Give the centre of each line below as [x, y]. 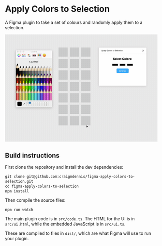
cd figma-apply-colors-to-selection [42, 186]
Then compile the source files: [35, 200]
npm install [17, 191]
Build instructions [32, 155]
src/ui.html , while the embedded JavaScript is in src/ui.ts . [65, 224]
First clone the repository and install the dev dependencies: [64, 167]
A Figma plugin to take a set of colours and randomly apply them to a [74, 22]
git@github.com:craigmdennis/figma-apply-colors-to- [81, 177]
